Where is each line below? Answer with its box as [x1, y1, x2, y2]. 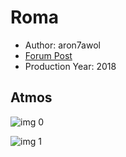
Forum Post [24, 49, 73, 61]
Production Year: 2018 [24, 60, 117, 72]
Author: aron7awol [24, 39, 101, 51]
